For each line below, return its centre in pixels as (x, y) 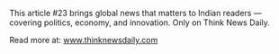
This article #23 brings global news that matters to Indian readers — (136, 13)
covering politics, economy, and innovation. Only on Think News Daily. (139, 22)
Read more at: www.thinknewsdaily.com (84, 40)
